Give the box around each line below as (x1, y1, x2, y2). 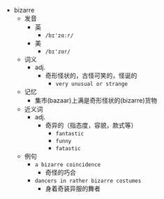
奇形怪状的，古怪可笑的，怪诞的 (45, 71, 137, 80)
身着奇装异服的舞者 (45, 184, 101, 193)
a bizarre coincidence (34, 161, 101, 168)
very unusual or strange (55, 80, 128, 87)
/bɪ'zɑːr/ (45, 32, 74, 39)
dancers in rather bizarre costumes (34, 177, 142, 184)
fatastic (55, 145, 82, 152)
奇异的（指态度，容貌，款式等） (45, 121, 137, 129)
